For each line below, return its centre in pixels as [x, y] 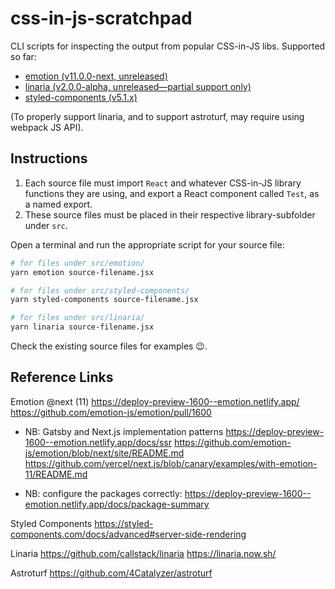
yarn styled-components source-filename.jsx [104, 300]
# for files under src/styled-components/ [100, 290]
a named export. [58, 204]
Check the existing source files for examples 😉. [109, 346]
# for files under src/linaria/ [77, 318]
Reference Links [62, 377]
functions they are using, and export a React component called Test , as [172, 193]
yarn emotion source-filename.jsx [82, 272]
